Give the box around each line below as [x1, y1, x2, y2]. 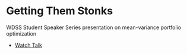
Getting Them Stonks [6, 4, 113, 18]
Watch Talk [14, 42, 43, 49]
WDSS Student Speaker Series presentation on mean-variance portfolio [6, 24, 182, 31]
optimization [6, 30, 37, 37]
